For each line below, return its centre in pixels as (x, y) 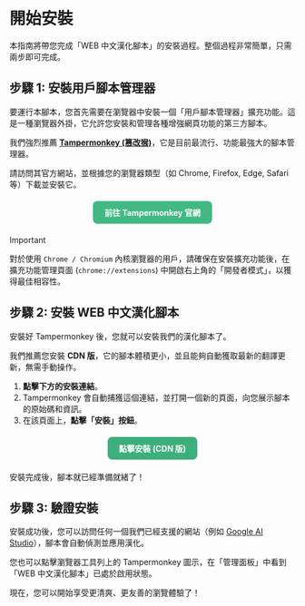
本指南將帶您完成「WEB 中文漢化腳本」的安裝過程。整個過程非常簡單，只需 (151, 45)
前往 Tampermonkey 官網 (152, 212)
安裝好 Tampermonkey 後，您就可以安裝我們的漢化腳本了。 (120, 336)
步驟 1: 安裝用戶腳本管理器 (83, 88)
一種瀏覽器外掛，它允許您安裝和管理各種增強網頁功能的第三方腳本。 (144, 122)
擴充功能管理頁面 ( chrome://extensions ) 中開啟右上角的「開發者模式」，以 (147, 269)
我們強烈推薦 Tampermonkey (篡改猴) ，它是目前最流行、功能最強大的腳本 (148, 142)
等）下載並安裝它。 (45, 184)
